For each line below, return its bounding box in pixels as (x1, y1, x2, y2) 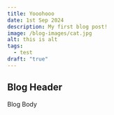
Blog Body (7, 100, 37, 108)
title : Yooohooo (7, 10, 55, 17)
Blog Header (7, 82, 63, 93)
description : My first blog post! (7, 23, 108, 30)
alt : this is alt (7, 36, 58, 43)
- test (13, 49, 33, 56)
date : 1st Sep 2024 (7, 17, 64, 24)
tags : (7, 43, 23, 49)
